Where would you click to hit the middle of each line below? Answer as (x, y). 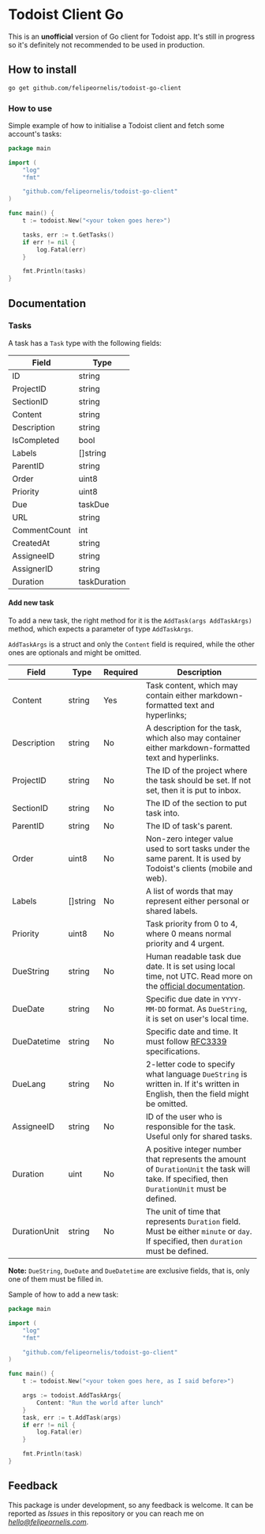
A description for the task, (194, 728)
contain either (171, 695)
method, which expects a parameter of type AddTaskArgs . (101, 629)
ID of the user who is (184, 1117)
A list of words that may (189, 892)
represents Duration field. (193, 1222)
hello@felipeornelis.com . (49, 1521)
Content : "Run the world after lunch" (100, 1403)
